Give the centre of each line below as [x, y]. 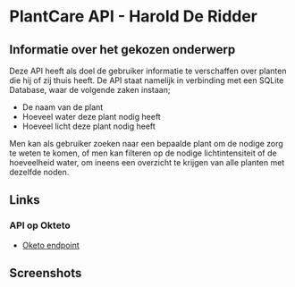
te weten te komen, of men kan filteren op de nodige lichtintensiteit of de [143, 153]
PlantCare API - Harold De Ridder [133, 17]
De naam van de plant [63, 107]
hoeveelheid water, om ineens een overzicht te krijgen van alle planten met [147, 162]
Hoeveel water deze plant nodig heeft [91, 117]
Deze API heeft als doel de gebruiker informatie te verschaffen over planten [148, 71]
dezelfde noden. [39, 172]
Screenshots [46, 273]
